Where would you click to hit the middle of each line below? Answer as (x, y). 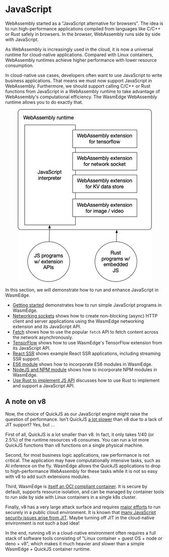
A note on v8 (26, 402)
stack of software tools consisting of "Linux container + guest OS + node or (84, 538)
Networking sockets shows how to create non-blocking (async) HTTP (85, 315)
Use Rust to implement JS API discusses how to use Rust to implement (86, 380)
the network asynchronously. (43, 337)
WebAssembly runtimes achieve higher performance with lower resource (81, 60)
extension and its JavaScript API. (47, 326)
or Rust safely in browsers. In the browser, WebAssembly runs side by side (83, 34)
